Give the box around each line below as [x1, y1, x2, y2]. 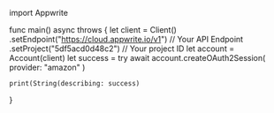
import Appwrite [9, 8, 69, 18]
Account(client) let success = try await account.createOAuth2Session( [9, 53, 266, 63]
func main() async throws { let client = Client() [9, 25, 177, 34]
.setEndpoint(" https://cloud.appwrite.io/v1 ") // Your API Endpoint [9, 34, 244, 44]
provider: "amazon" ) [9, 62, 86, 72]
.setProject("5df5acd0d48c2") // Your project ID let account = [9, 43, 235, 54]
